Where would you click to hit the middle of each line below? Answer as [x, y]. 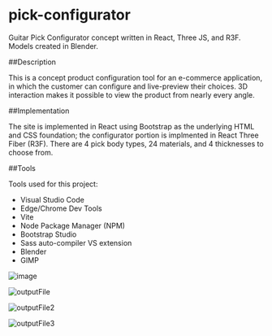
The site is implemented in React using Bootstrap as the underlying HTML [132, 126]
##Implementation [39, 111]
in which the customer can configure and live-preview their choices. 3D [128, 86]
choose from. [31, 152]
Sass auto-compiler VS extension [76, 242]
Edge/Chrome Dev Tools [61, 208]
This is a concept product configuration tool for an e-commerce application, [135, 77]
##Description [32, 62]
